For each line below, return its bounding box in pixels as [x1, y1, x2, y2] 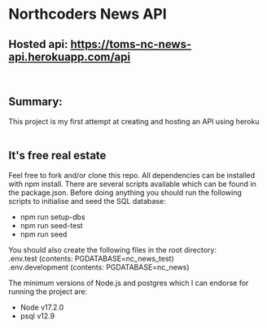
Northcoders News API [8, 5, 167, 24]
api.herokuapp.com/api [8, 50, 131, 63]
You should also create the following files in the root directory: [8, 245, 217, 254]
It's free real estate [8, 149, 107, 162]
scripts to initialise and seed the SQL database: [8, 196, 166, 206]
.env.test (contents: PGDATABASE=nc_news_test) [8, 253, 175, 263]
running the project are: [8, 286, 88, 297]
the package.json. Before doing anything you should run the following [8, 188, 243, 197]
